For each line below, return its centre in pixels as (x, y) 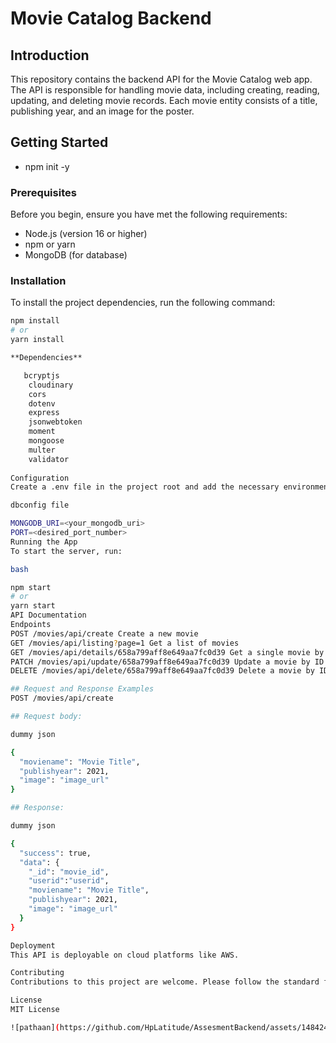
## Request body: (46, 717)
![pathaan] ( (35, 1027)
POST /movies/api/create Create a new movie (104, 633)
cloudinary (51, 385)
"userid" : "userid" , (69, 881)
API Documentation (48, 615)
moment (42, 432)
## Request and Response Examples (82, 689)
